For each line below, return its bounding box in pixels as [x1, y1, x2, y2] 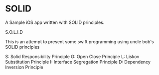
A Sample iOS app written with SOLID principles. [5, 19, 105, 25]
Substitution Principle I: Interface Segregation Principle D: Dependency [5, 59, 151, 65]
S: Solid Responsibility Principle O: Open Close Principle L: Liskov [5, 53, 140, 60]
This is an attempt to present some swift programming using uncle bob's [5, 38, 154, 45]
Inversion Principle [5, 64, 43, 70]
